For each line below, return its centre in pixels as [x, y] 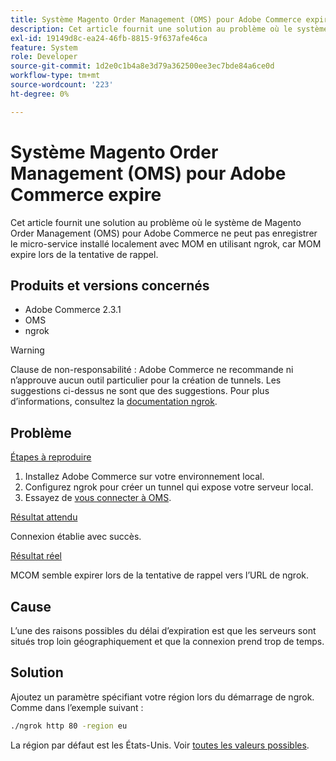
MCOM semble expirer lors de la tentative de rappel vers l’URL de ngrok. [159, 575]
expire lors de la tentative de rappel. [84, 254]
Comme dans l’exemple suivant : [77, 707]
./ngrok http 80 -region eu [69, 726]
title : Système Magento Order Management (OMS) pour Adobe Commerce [156, 19]
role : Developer [44, 57]
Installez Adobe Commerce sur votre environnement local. [144, 477]
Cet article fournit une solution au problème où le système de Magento [156, 222]
